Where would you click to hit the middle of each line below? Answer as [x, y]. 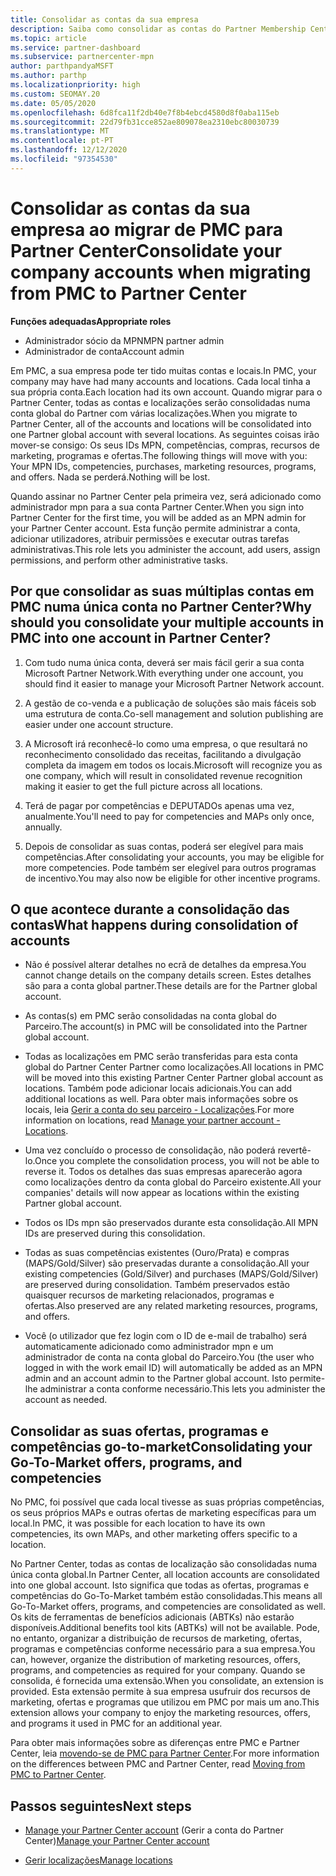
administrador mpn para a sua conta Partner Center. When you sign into [157, 507]
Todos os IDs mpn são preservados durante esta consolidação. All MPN [171, 1223]
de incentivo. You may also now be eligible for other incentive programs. [172, 878]
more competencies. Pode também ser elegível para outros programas [170, 867]
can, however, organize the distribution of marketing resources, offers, [156, 1660]
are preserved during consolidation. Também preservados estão [157, 1285]
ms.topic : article [48, 38]
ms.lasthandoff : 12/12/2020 [69, 150]
